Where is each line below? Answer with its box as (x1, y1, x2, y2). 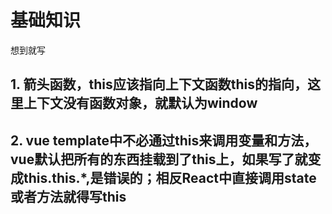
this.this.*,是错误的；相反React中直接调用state (23, 169, 317, 186)
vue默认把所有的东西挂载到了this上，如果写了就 (10, 151, 308, 168)
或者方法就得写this (10, 188, 127, 205)
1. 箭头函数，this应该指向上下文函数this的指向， (10, 76, 308, 93)
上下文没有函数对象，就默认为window (23, 95, 258, 112)
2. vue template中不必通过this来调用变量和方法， (10, 132, 318, 149)
